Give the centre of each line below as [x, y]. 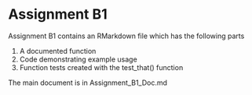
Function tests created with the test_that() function [101, 67]
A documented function [58, 51]
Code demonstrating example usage [78, 59]
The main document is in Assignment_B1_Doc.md [88, 83]
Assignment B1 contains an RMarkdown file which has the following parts [126, 36]
